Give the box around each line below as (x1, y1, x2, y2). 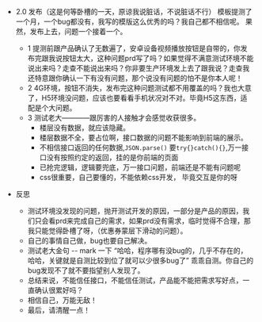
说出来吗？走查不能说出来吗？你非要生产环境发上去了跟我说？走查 (27, 63, 243, 73)
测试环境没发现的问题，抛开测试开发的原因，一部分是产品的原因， (27, 206, 243, 216)
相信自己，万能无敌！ (27, 296, 97, 305)
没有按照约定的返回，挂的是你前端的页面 (46, 153, 179, 162)
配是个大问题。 (27, 103, 77, 113)
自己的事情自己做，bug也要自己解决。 (27, 236, 152, 245)
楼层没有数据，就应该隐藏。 (39, 123, 131, 132)
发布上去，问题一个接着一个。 (29, 27, 127, 36)
